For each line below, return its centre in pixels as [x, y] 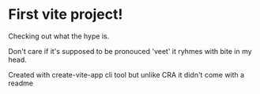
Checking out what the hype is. [59, 36]
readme [21, 83]
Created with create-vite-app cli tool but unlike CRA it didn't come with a [126, 74]
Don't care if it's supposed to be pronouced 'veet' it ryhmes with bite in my [130, 51]
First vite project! [66, 14]
